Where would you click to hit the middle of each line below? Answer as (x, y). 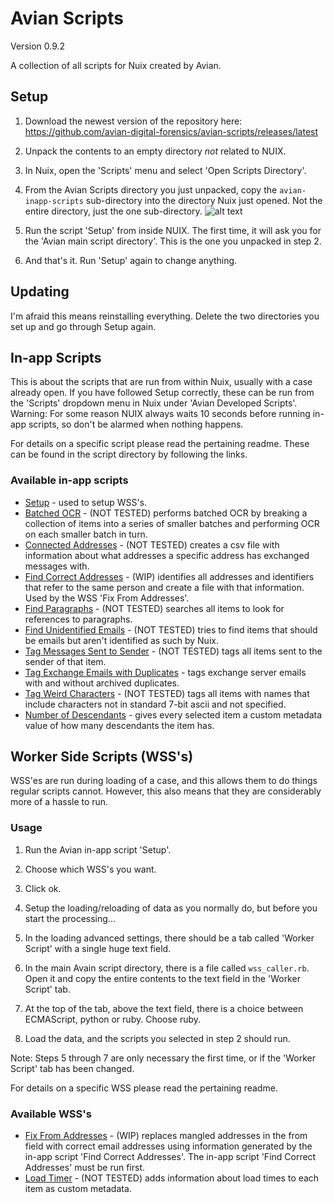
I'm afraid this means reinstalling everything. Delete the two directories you (165, 316)
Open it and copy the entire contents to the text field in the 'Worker (162, 978)
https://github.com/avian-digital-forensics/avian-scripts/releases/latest (171, 131)
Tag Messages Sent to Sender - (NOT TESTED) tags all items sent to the (173, 651)
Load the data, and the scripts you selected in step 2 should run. (157, 1038)
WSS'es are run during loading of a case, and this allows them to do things (164, 781)
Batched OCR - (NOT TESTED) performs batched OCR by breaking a (166, 513)
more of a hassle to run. (59, 802)
